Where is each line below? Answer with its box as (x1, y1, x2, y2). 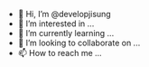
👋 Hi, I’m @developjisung (17, 9, 111, 19)
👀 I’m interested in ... (17, 18, 95, 29)
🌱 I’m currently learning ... (17, 28, 115, 38)
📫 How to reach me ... (17, 48, 102, 58)
